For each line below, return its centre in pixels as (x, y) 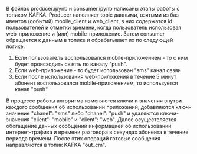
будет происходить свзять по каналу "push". (71, 64)
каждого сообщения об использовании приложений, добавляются (90, 107)
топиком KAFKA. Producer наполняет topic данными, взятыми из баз (92, 15)
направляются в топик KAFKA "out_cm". (56, 145)
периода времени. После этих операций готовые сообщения (83, 138)
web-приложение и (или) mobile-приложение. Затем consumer (86, 34)
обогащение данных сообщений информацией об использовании (89, 126)
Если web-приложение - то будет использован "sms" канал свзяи (98, 70)
